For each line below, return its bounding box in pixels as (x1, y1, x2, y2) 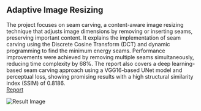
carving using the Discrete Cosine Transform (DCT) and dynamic (6, 40, 170, 48)
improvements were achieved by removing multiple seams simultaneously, (6, 53, 194, 60)
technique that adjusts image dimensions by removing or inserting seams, (6, 27, 193, 35)
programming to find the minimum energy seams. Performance (6, 47, 165, 54)
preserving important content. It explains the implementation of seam (6, 34, 181, 41)
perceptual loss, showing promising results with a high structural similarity (6, 73, 194, 80)
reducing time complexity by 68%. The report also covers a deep (6, 60, 171, 67)
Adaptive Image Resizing (6, 5, 104, 15)
